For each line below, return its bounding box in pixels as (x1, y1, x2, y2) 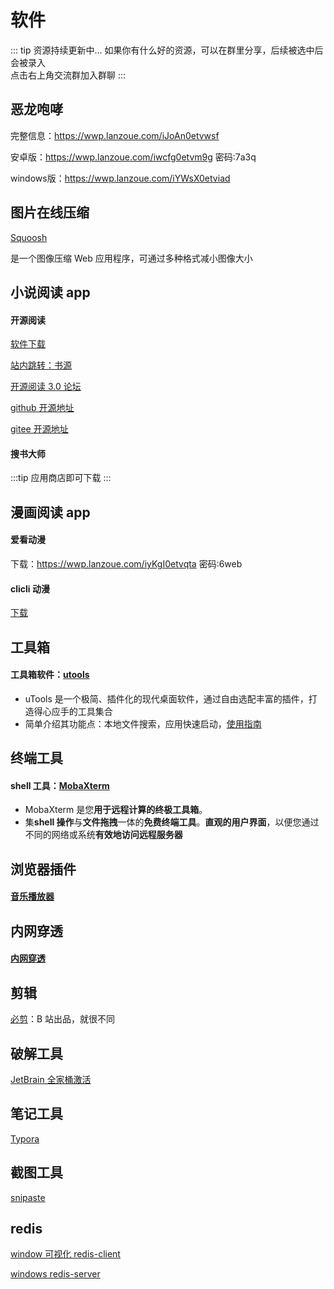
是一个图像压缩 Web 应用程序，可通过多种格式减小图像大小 (10, 252, 253, 264)
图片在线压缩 (10, 204, 90, 221)
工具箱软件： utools (10, 669, 90, 681)
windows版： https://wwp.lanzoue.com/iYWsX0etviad (10, 172, 231, 184)
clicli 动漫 (10, 582, 50, 595)
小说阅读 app (10, 284, 91, 301)
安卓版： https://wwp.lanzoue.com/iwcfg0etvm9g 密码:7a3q (10, 151, 257, 163)
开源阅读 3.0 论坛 (10, 381, 82, 393)
